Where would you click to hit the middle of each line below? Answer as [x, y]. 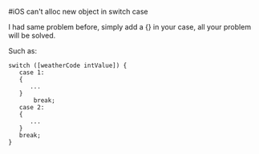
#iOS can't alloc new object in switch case [78, 12]
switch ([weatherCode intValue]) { [68, 65]
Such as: [23, 51]
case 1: [32, 73]
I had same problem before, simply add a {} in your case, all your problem [129, 27]
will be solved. [32, 36]
